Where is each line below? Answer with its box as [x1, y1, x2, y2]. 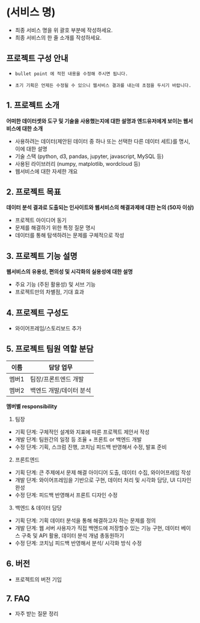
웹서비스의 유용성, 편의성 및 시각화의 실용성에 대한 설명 [6, 268, 133, 275]
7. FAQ [6, 594, 30, 604]
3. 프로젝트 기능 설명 [6, 251, 77, 261]
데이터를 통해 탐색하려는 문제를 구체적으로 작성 [14, 232, 124, 239]
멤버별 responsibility [6, 403, 58, 410]
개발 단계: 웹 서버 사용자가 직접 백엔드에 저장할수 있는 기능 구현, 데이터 [14, 524, 180, 532]
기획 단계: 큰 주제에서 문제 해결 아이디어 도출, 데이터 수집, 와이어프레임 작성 [14, 469, 191, 476]
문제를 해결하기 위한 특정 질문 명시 [14, 224, 95, 231]
